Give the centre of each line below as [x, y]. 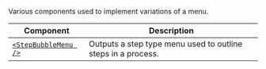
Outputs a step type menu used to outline [166, 44]
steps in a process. [124, 54]
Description [171, 31]
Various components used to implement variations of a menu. [108, 11]
